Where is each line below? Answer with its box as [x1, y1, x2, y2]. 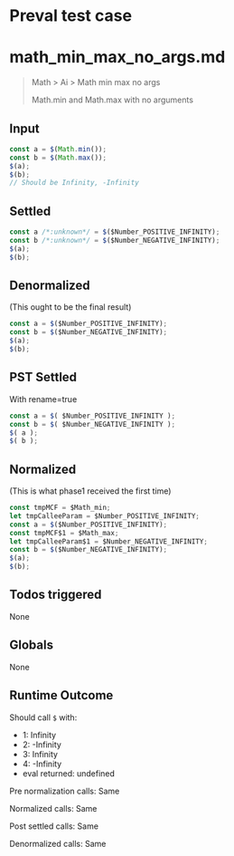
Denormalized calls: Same [9, 838, 107, 849]
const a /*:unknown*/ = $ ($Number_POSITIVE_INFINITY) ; [9, 227, 220, 236]
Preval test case [9, 5, 133, 26]
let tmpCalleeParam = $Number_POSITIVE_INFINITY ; [9, 511, 201, 521]
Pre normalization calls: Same [9, 785, 120, 796]
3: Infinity [22, 748, 59, 759]
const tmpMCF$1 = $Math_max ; [9, 528, 119, 537]
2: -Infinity [22, 739, 61, 750]
